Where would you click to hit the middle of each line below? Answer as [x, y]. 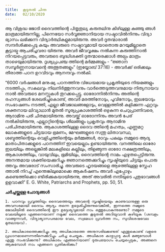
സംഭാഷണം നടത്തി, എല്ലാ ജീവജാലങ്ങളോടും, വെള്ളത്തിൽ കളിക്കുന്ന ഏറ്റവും [82, 104]
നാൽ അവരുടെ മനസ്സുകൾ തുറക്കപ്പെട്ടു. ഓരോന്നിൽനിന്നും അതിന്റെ [72, 94]
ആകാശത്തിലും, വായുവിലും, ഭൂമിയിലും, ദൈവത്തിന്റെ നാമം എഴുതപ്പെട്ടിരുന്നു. [80, 154]
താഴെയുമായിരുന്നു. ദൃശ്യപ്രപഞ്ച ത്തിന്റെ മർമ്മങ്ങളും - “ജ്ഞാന [66, 62]
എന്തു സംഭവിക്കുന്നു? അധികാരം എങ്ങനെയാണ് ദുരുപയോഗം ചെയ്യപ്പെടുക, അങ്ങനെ [81, 240]
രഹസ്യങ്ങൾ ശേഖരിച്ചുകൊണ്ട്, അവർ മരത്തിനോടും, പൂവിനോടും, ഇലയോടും [80, 99]
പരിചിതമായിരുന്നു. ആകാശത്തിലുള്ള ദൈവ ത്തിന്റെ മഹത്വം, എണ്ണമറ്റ [74, 126]
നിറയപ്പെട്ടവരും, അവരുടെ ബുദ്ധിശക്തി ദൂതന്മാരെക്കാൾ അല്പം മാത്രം [73, 56]
